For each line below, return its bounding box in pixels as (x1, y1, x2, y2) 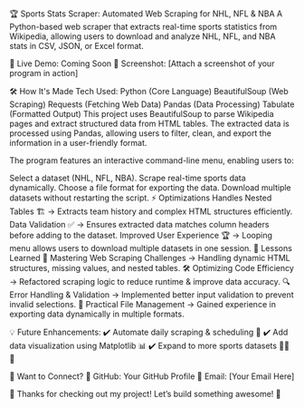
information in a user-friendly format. (9, 138, 147, 148)
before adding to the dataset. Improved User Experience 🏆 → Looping (9, 230, 273, 240)
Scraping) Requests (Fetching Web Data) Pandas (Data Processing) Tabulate (9, 99, 295, 110)
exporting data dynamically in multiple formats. (9, 308, 185, 319)
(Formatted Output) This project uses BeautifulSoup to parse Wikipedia (9, 109, 274, 119)
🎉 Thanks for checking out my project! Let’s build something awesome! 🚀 (9, 389, 281, 399)
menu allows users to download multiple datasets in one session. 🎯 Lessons (9, 243, 292, 253)
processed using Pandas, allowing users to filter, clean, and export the (9, 128, 272, 139)
